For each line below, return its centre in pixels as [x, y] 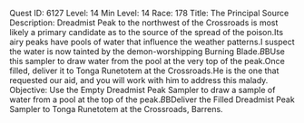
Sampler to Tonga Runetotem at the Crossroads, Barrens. [117, 109]
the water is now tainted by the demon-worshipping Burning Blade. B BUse [147, 52]
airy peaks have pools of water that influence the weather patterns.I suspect [152, 42]
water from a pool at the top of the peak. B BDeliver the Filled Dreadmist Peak [152, 99]
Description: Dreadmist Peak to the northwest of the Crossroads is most [144, 23]
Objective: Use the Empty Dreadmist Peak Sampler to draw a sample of [142, 90]
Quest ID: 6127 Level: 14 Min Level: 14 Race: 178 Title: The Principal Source [149, 13]
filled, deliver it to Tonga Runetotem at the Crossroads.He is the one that [144, 71]
